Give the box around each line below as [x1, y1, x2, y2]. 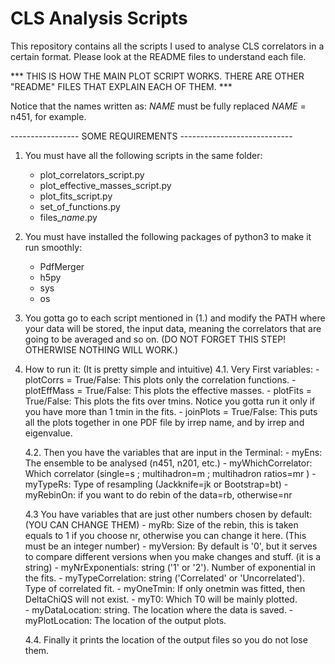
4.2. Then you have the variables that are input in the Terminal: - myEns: [24, 446, 323, 458]
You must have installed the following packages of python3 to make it [24, 230, 312, 242]
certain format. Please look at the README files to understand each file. [10, 50, 307, 62]
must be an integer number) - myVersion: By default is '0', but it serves [24, 540, 318, 552]
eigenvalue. [24, 427, 73, 439]
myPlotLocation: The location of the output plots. [24, 614, 227, 626]
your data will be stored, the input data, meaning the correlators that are [24, 322, 322, 334]
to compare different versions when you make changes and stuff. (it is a [24, 550, 322, 562]
